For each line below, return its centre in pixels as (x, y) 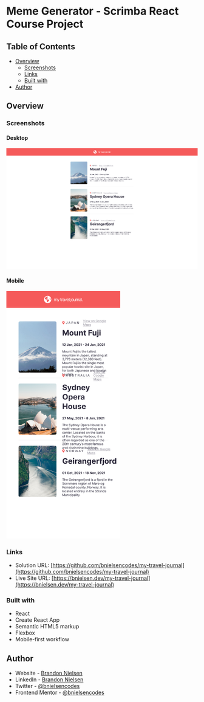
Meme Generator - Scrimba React (93, 11)
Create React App (37, 620)
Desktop (17, 137)
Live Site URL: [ (34, 578)
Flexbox (25, 633)
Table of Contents (41, 46)
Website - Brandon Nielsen (49, 673)
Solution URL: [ (34, 565)
